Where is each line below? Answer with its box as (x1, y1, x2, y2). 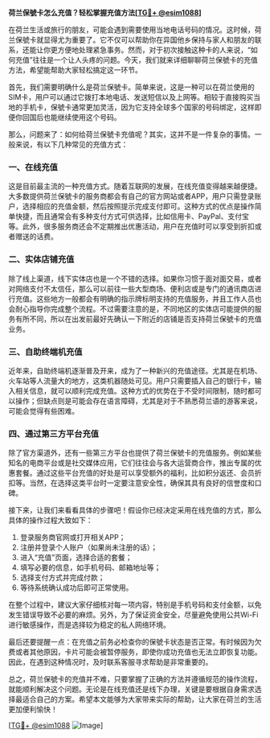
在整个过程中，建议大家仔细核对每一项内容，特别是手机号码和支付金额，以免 (8, 600, 262, 610)
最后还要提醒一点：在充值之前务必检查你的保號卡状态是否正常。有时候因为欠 (8, 637, 262, 647)
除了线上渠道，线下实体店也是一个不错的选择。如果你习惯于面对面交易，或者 (8, 274, 262, 283)
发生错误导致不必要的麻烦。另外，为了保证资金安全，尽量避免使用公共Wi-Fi (8, 610, 259, 620)
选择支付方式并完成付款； (19, 573, 105, 583)
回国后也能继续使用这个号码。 (22, 113, 121, 122)
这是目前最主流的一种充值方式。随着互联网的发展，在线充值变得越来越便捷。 (8, 181, 262, 192)
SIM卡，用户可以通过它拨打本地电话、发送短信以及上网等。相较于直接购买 (8, 93, 254, 101)
